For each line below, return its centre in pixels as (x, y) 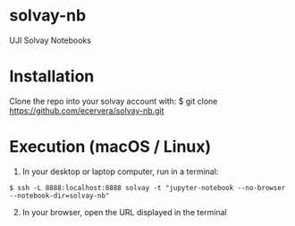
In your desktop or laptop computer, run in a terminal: (120, 172)
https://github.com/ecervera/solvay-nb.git (87, 110)
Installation (52, 76)
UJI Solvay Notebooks (51, 40)
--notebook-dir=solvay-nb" (59, 196)
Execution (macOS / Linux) (110, 147)
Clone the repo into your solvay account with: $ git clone (114, 101)
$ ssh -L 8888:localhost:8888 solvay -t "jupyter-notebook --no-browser (147, 188)
